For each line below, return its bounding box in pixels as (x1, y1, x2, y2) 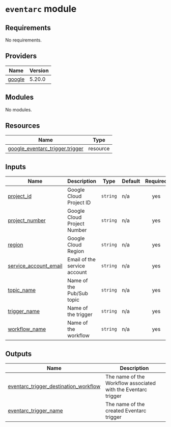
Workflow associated (105, 379, 156, 387)
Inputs (5, 162, 26, 171)
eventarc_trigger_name (8, 407, 63, 414)
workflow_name (8, 326, 46, 333)
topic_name (8, 287, 36, 294)
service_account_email (8, 262, 63, 269)
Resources (5, 121, 40, 130)
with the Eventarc (105, 386, 148, 393)
